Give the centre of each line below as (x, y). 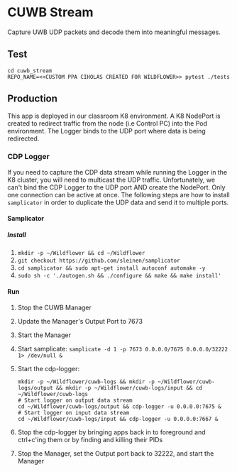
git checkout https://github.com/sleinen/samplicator (99, 261)
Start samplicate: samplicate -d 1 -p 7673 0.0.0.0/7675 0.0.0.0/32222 (123, 348)
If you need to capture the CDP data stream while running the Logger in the (117, 172)
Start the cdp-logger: (49, 368)
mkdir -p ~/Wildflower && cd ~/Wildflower (81, 253)
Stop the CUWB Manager (55, 307)
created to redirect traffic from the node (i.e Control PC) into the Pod (108, 123)
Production (33, 99)
